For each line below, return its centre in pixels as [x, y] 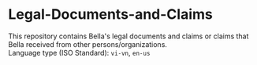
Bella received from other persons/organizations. [88, 44]
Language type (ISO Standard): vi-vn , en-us [79, 52]
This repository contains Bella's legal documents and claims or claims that [128, 36]
